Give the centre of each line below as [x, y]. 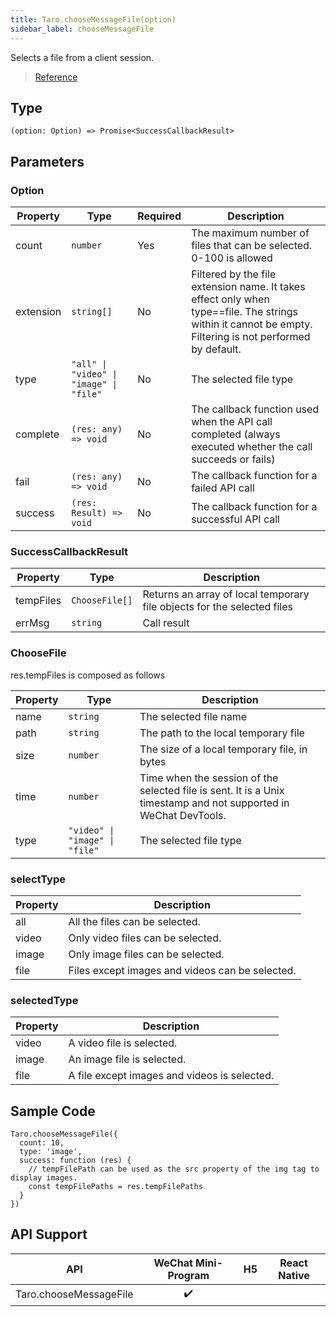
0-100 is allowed [232, 258]
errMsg [32, 623]
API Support [49, 1234]
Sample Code [53, 1111]
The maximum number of [250, 233]
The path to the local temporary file [222, 733]
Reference [56, 77]
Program [188, 1275]
